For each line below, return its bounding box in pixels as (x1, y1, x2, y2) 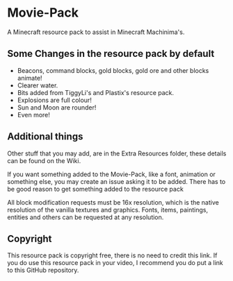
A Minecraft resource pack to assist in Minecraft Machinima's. (7, 28, 185, 36)
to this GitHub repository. (7, 266, 79, 275)
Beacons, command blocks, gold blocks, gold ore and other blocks (17, 66, 209, 74)
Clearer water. (17, 81, 58, 90)
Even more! (17, 110, 51, 119)
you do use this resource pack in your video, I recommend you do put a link (7, 259, 224, 267)
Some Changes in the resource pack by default (7, 48, 215, 60)
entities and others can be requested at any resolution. (7, 213, 164, 221)
